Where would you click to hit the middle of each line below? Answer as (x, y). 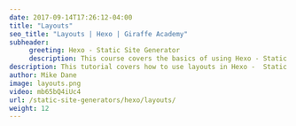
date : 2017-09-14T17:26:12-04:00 (71, 17)
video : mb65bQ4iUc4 (45, 91)
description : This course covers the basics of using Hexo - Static (158, 59)
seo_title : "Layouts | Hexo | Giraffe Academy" (99, 34)
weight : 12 (29, 108)
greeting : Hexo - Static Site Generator (104, 51)
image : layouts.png (45, 83)
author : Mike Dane (43, 75)
